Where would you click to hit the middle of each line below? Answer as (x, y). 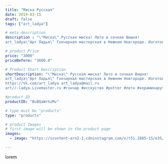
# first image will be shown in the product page (58, 129)
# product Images (23, 124)
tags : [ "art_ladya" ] (27, 24)
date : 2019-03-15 (23, 14)
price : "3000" (20, 55)
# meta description (25, 33)
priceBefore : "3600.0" (29, 60)
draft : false (19, 19)
